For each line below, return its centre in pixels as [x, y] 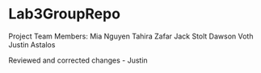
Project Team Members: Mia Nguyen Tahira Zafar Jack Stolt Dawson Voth [131, 36]
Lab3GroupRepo [65, 14]
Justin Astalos [32, 44]
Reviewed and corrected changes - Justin [78, 60]
